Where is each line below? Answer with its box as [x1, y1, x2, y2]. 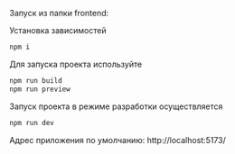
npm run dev [9, 118, 54, 127]
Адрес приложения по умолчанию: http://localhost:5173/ [9, 134, 226, 145]
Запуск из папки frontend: [9, 8, 109, 18]
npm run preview [9, 85, 70, 94]
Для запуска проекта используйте [9, 59, 143, 69]
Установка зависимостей [9, 25, 107, 35]
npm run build [9, 76, 63, 85]
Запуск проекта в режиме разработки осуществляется [9, 101, 223, 112]
